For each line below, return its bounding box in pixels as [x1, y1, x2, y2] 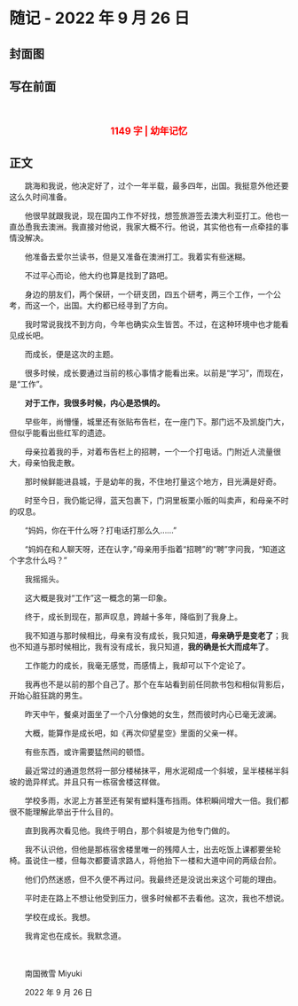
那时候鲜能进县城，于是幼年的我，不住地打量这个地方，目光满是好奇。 [24, 476, 281, 487]
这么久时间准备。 [9, 191, 72, 202]
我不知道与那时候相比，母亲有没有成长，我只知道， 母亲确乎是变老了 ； [24, 630, 281, 641]
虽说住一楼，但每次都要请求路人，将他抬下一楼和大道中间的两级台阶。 [24, 855, 281, 865]
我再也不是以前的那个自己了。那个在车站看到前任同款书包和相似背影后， [24, 679, 289, 690]
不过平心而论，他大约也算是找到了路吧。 [24, 270, 173, 280]
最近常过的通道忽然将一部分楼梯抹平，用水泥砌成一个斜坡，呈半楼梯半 [24, 766, 281, 776]
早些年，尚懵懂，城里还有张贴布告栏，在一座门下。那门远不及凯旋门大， [24, 417, 289, 426]
